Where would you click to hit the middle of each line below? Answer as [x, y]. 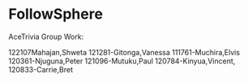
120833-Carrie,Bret [41, 69]
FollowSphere [56, 14]
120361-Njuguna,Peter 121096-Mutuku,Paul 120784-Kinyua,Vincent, [122, 61]
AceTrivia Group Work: [46, 37]
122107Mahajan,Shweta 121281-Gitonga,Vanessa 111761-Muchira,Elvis [124, 52]
